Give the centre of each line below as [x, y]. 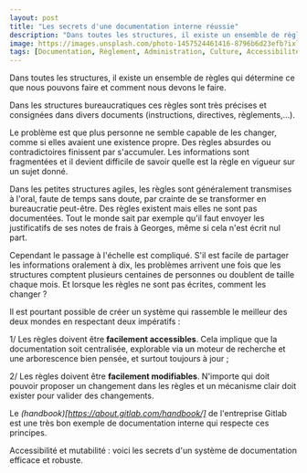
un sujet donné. [39, 172]
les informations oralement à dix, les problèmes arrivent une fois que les [145, 265]
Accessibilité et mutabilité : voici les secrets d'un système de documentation [153, 451]
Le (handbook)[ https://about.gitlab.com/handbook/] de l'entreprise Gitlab [148, 414]
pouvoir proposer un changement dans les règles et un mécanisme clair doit [153, 386]
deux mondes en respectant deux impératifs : [95, 321]
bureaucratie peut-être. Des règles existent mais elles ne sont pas [133, 209]
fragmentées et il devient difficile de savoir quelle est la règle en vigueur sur [152, 162]
